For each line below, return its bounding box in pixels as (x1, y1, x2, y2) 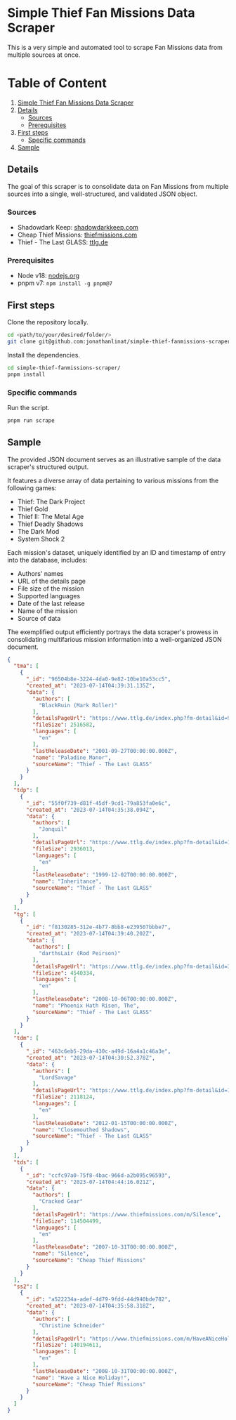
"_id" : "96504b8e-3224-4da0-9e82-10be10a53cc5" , (25, 676, 171, 683)
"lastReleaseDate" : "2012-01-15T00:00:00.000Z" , (32, 1119, 178, 1126)
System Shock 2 (17, 534, 65, 543)
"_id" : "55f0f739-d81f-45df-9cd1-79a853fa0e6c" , (25, 799, 171, 807)
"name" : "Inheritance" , (32, 878, 102, 886)
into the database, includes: (7, 555, 88, 564)
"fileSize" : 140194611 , (32, 1341, 102, 1349)
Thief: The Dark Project (17, 497, 86, 506)
